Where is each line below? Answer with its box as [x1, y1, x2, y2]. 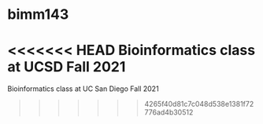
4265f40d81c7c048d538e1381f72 [144, 100, 254, 109]
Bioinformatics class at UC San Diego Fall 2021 [7, 84, 159, 93]
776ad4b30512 [144, 108, 194, 117]
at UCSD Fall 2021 [7, 58, 126, 76]
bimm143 [7, 5, 69, 24]
